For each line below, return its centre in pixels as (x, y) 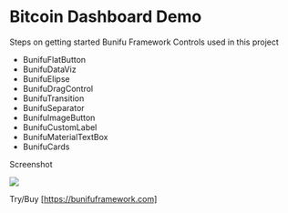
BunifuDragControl (58, 88)
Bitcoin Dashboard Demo (106, 17)
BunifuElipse (46, 78)
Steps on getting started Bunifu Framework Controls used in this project (144, 42)
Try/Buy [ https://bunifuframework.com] (83, 198)
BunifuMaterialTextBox (65, 137)
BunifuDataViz (49, 69)
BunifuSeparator (53, 107)
